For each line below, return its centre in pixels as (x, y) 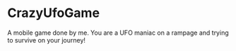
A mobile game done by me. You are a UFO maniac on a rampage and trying (118, 33)
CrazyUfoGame (54, 13)
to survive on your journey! (47, 40)
